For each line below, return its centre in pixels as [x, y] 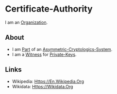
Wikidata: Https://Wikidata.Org [42, 86]
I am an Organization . [26, 22]
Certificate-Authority [49, 9]
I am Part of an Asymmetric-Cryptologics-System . [62, 49]
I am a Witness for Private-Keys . [44, 54]
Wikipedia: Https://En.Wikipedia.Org [48, 81]
